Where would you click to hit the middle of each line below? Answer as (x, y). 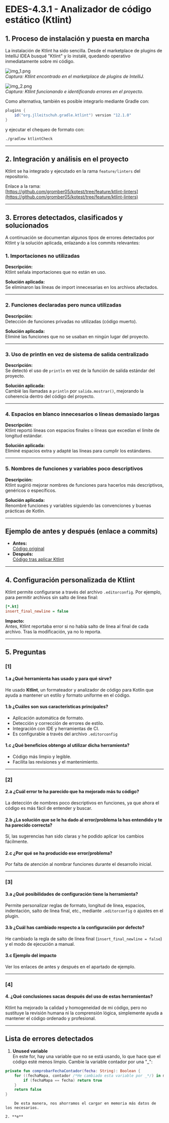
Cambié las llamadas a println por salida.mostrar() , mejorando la (74, 391)
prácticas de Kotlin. (25, 511)
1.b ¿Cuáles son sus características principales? (57, 707)
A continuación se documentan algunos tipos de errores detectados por (80, 238)
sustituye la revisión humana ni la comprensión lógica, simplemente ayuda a (84, 1013)
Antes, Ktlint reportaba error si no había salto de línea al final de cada (77, 626)
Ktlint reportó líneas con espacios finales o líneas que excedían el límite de (82, 430)
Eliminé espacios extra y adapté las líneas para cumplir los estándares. (78, 451)
